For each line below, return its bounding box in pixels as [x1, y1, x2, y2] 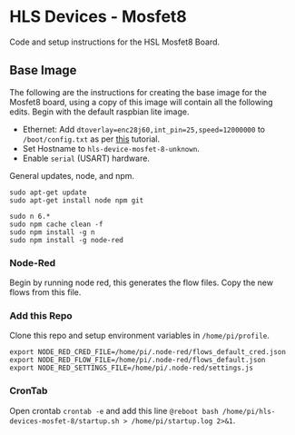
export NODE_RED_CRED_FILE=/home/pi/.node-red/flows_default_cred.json [9, 348, 286, 357]
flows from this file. [9, 287, 82, 298]
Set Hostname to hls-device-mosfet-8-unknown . [22, 143, 200, 153]
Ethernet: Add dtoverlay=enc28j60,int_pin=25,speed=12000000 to [22, 124, 266, 134]
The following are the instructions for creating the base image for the [9, 86, 268, 97]
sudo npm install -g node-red [9, 235, 124, 244]
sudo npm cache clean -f [9, 220, 103, 229]
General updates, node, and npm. [9, 170, 134, 181]
